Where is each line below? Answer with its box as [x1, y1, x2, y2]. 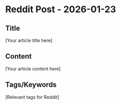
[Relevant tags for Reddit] [5, 94, 59, 100]
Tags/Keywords [5, 81, 57, 89]
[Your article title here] [5, 37, 53, 43]
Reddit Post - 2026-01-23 [5, 4, 116, 15]
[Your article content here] [5, 65, 61, 72]
